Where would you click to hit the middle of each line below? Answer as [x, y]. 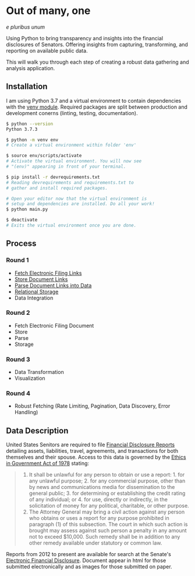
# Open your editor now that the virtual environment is [77, 199]
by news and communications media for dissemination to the [102, 487]
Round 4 [18, 394]
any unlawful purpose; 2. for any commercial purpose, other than [107, 481]
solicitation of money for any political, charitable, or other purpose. [109, 506]
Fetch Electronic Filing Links [48, 273]
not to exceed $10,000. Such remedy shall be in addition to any [104, 537]
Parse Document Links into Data [53, 285]
